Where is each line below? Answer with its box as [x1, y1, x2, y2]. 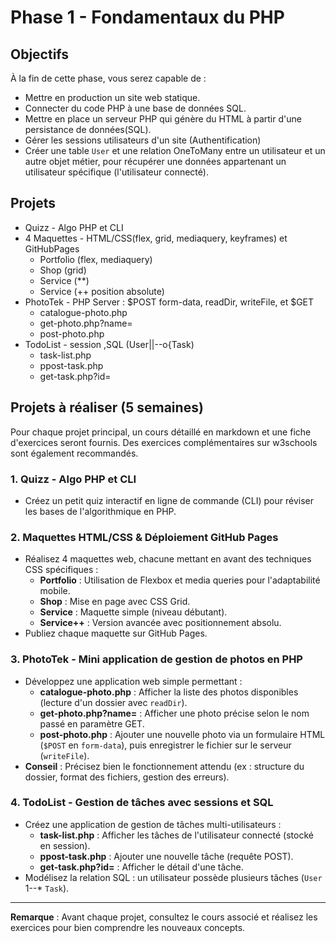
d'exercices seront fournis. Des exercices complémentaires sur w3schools [10, 436, 318, 448]
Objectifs [10, 46, 70, 63]
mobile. [39, 585, 71, 597]
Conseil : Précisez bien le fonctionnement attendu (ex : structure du [24, 760, 305, 772]
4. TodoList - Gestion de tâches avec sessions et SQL [10, 796, 274, 810]
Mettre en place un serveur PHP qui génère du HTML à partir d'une [24, 113, 302, 125]
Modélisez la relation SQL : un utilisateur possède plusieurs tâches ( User [24, 871, 323, 883]
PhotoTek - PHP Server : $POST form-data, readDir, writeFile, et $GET [24, 296, 315, 308]
